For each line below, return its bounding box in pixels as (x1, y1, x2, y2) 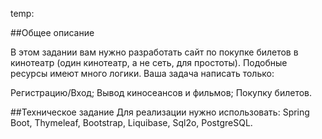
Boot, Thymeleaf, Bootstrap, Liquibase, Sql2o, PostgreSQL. (10, 117, 253, 128)
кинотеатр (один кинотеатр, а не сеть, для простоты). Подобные (10, 57, 288, 68)
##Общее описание (10, 27, 95, 38)
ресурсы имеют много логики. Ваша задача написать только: (10, 68, 275, 79)
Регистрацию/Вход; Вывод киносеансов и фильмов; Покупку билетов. (10, 87, 313, 98)
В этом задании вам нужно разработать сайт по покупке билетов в (10, 46, 299, 58)
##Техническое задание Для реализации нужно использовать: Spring (10, 106, 310, 118)
